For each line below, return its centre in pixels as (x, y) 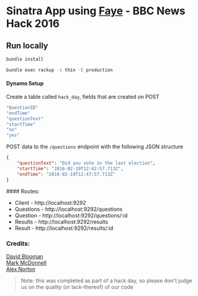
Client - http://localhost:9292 (50, 202)
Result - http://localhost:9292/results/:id (64, 228)
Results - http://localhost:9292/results (61, 222)
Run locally (27, 46)
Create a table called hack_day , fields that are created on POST (83, 96)
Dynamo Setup (25, 83)
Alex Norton (21, 269)
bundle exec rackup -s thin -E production (59, 70)
